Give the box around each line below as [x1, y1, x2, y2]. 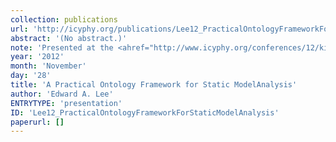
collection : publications [10, 14, 118, 25]
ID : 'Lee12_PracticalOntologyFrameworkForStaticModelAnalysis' [10, 107, 280, 118]
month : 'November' [10, 61, 87, 71]
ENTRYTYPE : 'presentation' [10, 98, 123, 108]
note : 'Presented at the [10, 42, 114, 53]
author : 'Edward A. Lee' [10, 89, 114, 99]
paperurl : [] [10, 117, 65, 127]
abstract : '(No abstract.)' [10, 33, 128, 43]
